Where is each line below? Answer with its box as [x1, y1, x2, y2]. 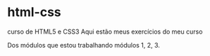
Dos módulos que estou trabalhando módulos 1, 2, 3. [7, 41, 161, 49]
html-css [7, 4, 61, 20]
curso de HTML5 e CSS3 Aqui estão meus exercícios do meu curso [7, 27, 203, 36]
